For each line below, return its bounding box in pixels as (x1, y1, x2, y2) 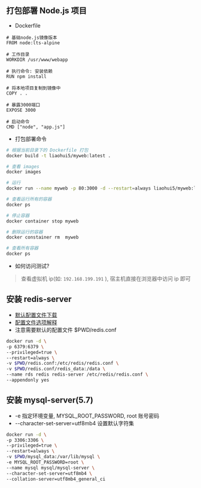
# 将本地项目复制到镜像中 (6, 85, 61, 91)
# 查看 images (6, 163, 40, 169)
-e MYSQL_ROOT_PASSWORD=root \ (6, 459, 84, 465)
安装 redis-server (6, 294, 72, 304)
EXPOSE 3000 (6, 107, 36, 113)
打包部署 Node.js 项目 (6, 5, 87, 16)
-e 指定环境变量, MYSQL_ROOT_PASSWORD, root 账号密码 (14, 412, 160, 419)
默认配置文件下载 (14, 311, 57, 318)
